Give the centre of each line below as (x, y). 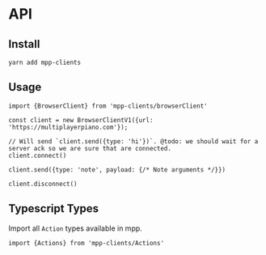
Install (24, 44)
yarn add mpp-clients (45, 62)
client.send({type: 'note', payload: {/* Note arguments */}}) (117, 170)
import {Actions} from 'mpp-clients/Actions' (86, 243)
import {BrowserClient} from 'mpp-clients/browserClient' (108, 106)
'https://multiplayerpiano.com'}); (68, 127)
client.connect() (38, 155)
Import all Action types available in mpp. (76, 228)
